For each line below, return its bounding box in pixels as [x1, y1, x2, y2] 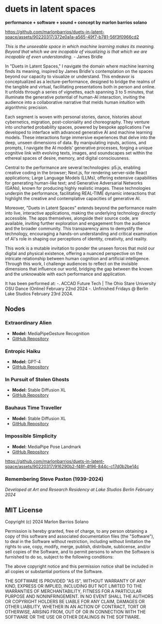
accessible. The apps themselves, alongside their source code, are [5, 215, 139, 221]
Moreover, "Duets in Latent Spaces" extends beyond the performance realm [5, 205, 157, 211]
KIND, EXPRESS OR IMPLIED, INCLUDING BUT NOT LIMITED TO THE [5, 583, 142, 589]
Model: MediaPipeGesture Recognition [12, 330, 89, 336]
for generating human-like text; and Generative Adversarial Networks [5, 180, 143, 186]
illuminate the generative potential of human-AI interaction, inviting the [5, 94, 146, 100]
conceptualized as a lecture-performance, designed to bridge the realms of [5, 79, 156, 84]
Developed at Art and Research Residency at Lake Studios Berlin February [5, 487, 154, 492]
